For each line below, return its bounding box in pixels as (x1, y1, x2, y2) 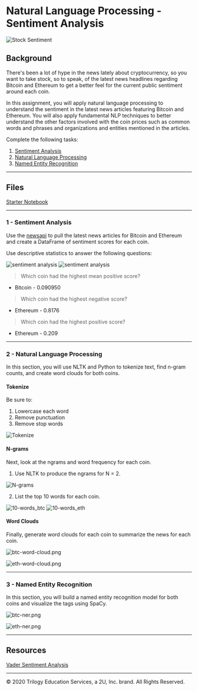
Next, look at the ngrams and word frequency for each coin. (6, 458, 151, 465)
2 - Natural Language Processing (6, 350, 103, 358)
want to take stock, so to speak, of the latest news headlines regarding (6, 75, 178, 82)
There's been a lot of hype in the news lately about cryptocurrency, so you (6, 69, 187, 76)
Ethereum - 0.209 (14, 330, 58, 337)
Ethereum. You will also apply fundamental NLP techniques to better (6, 112, 171, 119)
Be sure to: (6, 396, 32, 403)
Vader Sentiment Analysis (6, 661, 69, 668)
